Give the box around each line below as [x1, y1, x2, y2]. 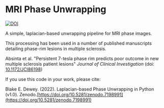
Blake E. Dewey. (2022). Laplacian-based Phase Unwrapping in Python [5, 86, 154, 92]
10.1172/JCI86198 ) [5, 66, 43, 72]
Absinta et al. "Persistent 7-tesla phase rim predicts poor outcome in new [5, 55, 159, 62]
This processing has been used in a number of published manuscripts [5, 40, 152, 46]
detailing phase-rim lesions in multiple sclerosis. [5, 45, 106, 51]
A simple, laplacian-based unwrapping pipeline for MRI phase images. [5, 30, 152, 36]
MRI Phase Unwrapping [5, 4, 106, 15]
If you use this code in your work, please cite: [5, 76, 101, 82]
